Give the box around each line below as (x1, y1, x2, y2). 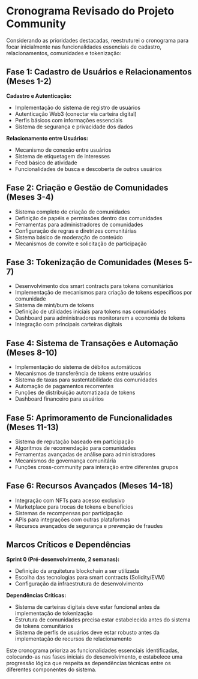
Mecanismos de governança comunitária (14, 457, 116, 464)
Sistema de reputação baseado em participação (14, 438, 134, 445)
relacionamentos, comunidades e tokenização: (6, 49, 122, 56)
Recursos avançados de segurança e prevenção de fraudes (14, 522, 163, 529)
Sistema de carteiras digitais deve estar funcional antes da (14, 603, 160, 610)
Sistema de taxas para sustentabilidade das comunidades (14, 376, 158, 383)
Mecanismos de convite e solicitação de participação (14, 240, 147, 247)
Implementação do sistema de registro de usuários (14, 104, 141, 111)
